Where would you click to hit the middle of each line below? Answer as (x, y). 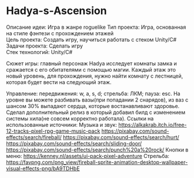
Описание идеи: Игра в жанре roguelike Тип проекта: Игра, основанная (96, 27)
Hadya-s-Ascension (56, 11)
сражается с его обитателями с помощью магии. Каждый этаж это (91, 69)
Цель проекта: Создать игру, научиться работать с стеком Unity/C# (91, 39)
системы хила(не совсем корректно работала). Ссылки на (80, 118)
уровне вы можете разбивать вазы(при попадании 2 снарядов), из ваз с (97, 100)
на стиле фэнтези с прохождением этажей (60, 33)
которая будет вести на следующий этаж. (59, 82)
